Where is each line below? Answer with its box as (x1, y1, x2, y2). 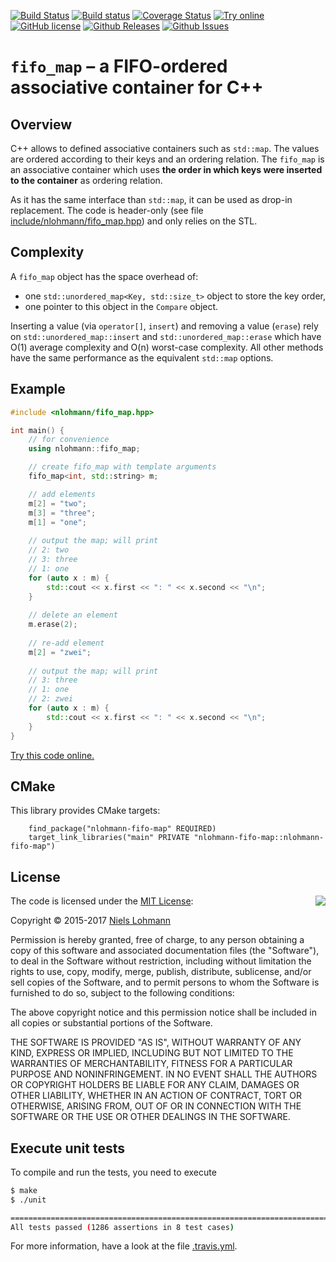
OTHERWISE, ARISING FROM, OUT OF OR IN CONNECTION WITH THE (10, 1100, 302, 1112)
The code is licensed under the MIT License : (10, 895, 194, 907)
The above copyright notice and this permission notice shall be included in (10, 1006, 317, 1019)
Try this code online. (10, 749, 95, 761)
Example (10, 381, 66, 398)
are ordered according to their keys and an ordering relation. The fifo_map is (10, 153, 325, 165)
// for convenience (28, 435, 110, 445)
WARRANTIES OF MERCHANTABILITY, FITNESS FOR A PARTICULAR (10, 1058, 293, 1070)
